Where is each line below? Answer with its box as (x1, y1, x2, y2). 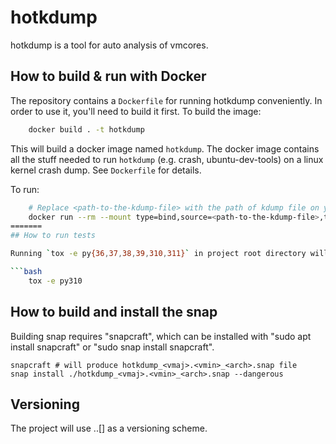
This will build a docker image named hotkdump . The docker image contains (10, 142, 320, 155)
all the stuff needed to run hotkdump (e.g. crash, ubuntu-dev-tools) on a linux (10, 153, 324, 165)
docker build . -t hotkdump (28, 124, 145, 135)
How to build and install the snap (10, 304, 218, 321)
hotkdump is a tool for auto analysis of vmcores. (10, 39, 209, 51)
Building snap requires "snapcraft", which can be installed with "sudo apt (10, 330, 312, 342)
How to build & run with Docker (10, 68, 207, 85)
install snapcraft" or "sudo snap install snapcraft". (10, 341, 215, 353)
